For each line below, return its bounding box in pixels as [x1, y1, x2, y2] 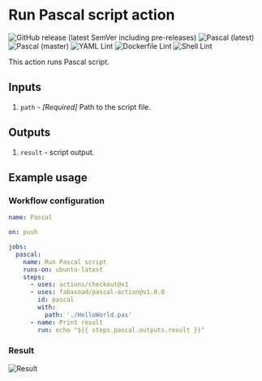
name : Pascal [8, 214, 53, 222]
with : [37, 303, 57, 311]
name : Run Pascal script [23, 258, 107, 266]
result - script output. [19, 147, 95, 157]
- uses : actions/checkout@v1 [29, 280, 129, 289]
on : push [8, 228, 38, 236]
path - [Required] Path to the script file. [19, 102, 152, 111]
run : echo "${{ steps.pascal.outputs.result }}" [37, 326, 205, 334]
